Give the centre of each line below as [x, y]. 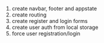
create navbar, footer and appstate [54, 9]
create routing [29, 15]
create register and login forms [50, 21]
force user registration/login [46, 34]
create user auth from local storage [55, 27]
